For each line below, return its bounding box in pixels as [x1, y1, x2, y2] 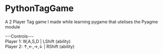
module [5, 24, 20, 29]
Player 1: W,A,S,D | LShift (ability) [5, 38, 71, 44]
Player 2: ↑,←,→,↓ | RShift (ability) [5, 43, 75, 49]
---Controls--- [5, 33, 34, 39]
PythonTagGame [5, 3, 74, 14]
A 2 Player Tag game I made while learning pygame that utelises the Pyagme [5, 19, 158, 25]
